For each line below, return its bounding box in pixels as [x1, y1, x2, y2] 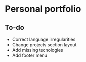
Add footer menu [12, 52, 47, 58]
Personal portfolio [5, 3, 81, 15]
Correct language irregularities [12, 36, 76, 42]
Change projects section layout [12, 42, 77, 48]
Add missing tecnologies [12, 47, 63, 53]
